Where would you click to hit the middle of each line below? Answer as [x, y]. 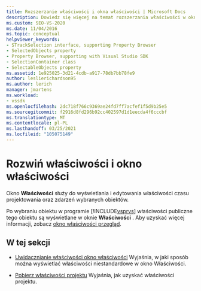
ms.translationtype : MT [36, 117]
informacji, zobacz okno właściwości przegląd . [64, 224]
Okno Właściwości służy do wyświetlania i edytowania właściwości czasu [98, 193]
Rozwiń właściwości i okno [74, 164]
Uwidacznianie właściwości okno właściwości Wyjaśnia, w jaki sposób [101, 257]
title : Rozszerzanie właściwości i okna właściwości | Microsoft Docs [96, 12]
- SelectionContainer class [41, 62]
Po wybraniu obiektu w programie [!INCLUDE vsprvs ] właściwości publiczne [100, 211]
